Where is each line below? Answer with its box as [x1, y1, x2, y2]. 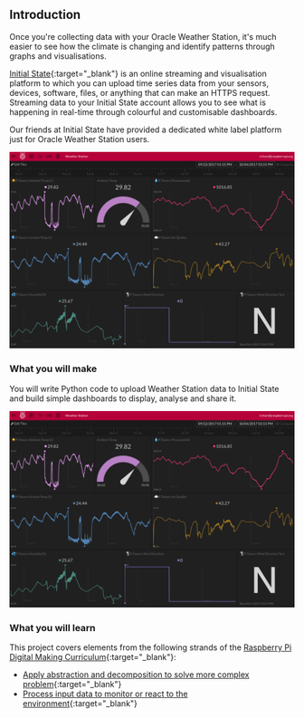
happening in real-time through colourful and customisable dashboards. [9, 106, 278, 117]
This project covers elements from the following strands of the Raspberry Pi [9, 642, 292, 653]
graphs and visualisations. [9, 50, 107, 62]
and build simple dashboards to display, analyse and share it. [9, 393, 237, 404]
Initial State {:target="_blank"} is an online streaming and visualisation [9, 68, 267, 79]
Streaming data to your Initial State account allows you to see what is [9, 97, 267, 108]
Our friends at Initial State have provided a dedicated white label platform [9, 124, 282, 135]
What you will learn [9, 622, 97, 634]
